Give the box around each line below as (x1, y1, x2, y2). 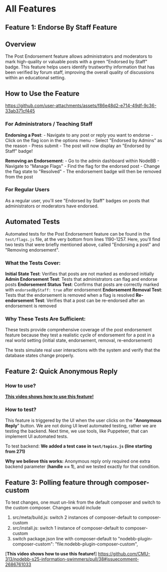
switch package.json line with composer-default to (12, 536, 117, 541)
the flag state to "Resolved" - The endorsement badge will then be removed (5, 168, 161, 174)
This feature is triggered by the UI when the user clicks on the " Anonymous (5, 417, 161, 423)
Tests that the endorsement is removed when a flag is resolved (5, 292, 135, 298)
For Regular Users (5, 186, 50, 193)
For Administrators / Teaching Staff (5, 121, 93, 128)
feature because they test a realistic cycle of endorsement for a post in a (5, 332, 155, 338)
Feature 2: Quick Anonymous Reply (5, 367, 118, 376)
